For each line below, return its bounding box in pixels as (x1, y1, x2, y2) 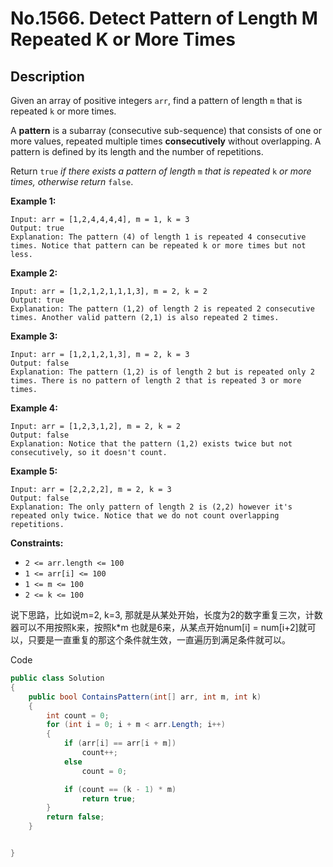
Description (10, 68, 85, 85)
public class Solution (10, 673, 105, 683)
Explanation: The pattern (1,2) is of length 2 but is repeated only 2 (10, 367, 315, 377)
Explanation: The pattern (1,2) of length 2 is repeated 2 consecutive (10, 304, 315, 314)
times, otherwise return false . (10, 176, 134, 187)
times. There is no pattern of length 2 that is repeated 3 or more (10, 376, 302, 386)
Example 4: (10, 402, 58, 414)
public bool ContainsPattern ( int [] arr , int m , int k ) (28, 692, 262, 702)
